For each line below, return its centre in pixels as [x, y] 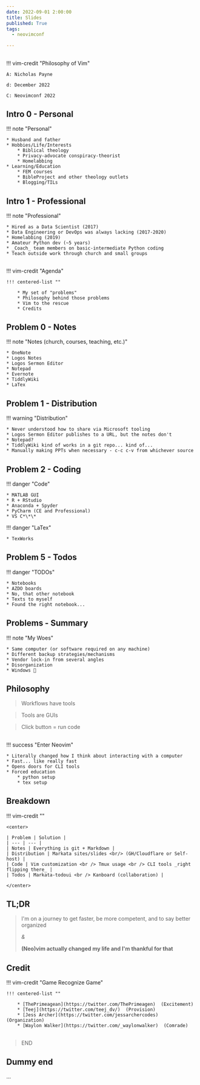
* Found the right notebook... [46, 604]
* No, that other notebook [40, 594]
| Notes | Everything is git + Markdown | [61, 848]
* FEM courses [35, 172]
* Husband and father [34, 140]
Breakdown [28, 801]
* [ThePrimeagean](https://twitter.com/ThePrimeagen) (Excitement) [105, 1005]
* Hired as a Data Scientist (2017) [52, 227]
